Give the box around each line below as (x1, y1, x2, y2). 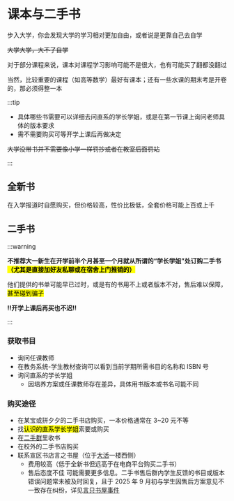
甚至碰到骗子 (7, 289, 44, 297)
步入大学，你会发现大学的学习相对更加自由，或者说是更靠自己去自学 (7, 31, 203, 39)
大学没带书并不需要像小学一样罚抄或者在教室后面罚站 (7, 145, 160, 153)
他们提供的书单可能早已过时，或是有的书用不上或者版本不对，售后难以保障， (7, 280, 227, 289)
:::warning (7, 242, 36, 250)
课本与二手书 (7, 6, 81, 22)
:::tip (7, 98, 20, 106)
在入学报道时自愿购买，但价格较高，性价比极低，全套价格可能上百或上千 (7, 201, 214, 209)
